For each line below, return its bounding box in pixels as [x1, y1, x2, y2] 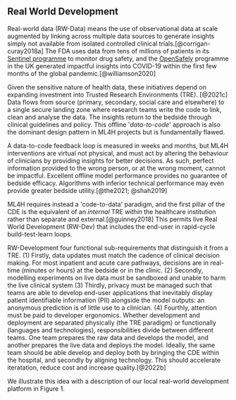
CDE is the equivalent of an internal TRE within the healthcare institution [7, 207, 216, 215]
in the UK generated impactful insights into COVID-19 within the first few [7, 61, 217, 70]
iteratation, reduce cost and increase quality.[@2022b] [7, 363, 167, 372]
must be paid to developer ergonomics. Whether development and [7, 311, 201, 319]
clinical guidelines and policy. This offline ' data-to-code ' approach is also [7, 120, 221, 129]
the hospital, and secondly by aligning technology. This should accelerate [7, 356, 221, 364]
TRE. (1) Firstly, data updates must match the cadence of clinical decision [7, 251, 221, 259]
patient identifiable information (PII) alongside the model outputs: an [7, 296, 205, 304]
